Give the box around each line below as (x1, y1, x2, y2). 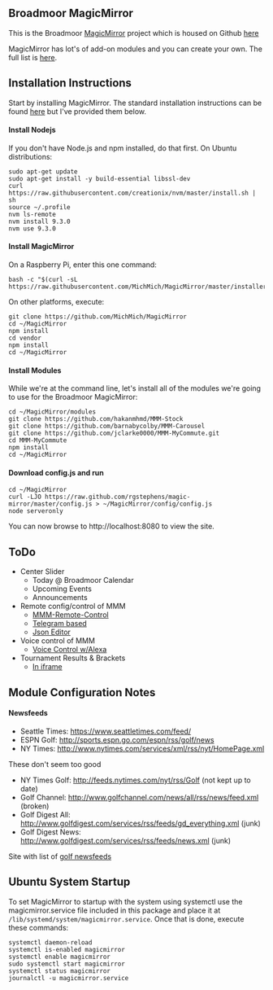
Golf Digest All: (19, 809, 71, 819)
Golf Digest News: (19, 826, 81, 837)
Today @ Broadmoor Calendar (32, 576, 134, 585)
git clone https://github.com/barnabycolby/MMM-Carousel (8, 423, 206, 431)
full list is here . (8, 52, 58, 62)
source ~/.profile (8, 203, 71, 211)
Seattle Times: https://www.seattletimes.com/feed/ (19, 726, 192, 736)
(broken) (19, 801, 50, 811)
